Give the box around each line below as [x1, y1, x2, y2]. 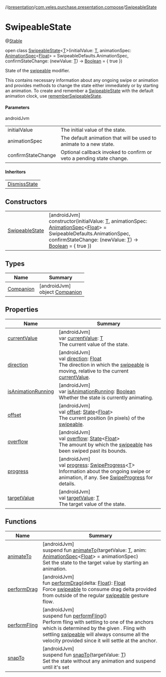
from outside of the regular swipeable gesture [42, 592, 149, 599]
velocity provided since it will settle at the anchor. [42, 637, 157, 644]
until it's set [42, 664, 70, 671]
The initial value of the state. [60, 126, 126, 133]
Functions [5, 518, 37, 526]
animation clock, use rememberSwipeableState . [5, 93, 103, 99]
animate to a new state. [60, 141, 115, 148]
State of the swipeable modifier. [5, 67, 70, 73]
